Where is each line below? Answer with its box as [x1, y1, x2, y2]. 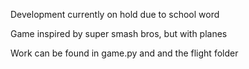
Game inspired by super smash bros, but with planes [10, 28, 228, 39]
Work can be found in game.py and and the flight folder [10, 47, 239, 59]
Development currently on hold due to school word [10, 9, 220, 20]
